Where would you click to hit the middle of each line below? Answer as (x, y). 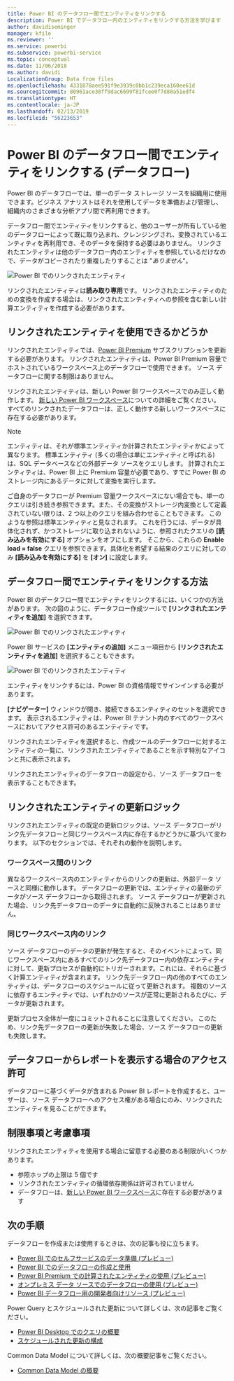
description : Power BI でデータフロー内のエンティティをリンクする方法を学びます (114, 20)
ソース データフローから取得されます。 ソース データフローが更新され (125, 897)
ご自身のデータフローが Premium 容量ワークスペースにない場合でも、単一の (116, 496)
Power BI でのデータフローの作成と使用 (74, 1267)
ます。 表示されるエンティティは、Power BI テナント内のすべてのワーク (109, 718)
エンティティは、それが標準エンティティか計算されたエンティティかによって (116, 446)
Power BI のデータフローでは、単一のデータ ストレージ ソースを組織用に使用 (117, 193)
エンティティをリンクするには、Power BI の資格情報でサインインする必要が (115, 686)
